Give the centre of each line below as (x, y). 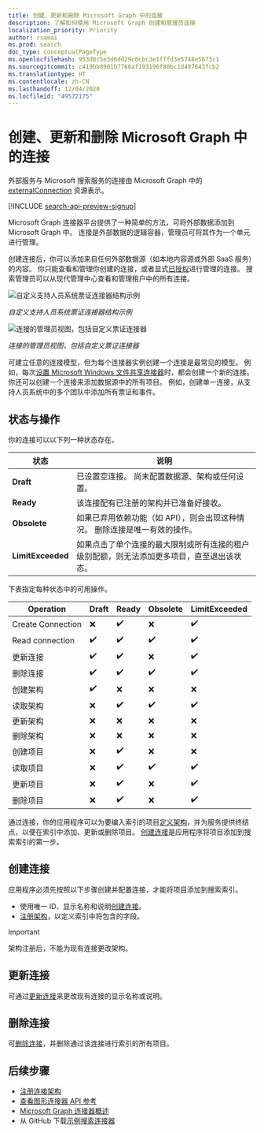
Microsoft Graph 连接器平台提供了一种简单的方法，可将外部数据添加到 (121, 222)
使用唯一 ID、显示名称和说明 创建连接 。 (82, 906)
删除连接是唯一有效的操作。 (145, 529)
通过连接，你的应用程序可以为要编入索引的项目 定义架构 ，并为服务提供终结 (128, 822)
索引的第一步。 (39, 842)
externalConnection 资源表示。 (58, 191)
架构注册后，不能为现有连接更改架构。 (70, 948)
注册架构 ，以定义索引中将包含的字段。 (81, 916)
